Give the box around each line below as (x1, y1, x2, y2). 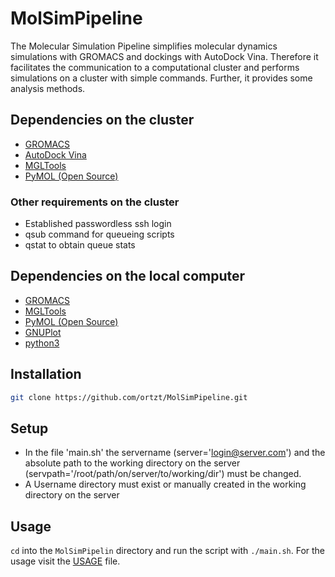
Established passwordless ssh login (24, 218, 172, 230)
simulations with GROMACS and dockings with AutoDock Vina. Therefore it (10, 50, 319, 62)
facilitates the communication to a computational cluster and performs (10, 61, 300, 73)
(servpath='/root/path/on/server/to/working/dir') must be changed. (24, 468, 302, 480)
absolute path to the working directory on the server (24, 457, 241, 469)
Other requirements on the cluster (10, 195, 180, 209)
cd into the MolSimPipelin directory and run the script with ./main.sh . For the (10, 545, 326, 557)
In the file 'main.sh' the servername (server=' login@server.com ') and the (24, 447, 326, 459)
